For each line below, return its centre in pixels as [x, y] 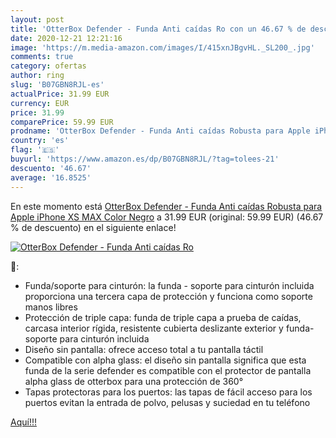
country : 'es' [40, 141]
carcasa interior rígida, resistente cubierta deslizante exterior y [154, 328]
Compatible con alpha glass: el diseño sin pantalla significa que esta [165, 360]
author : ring [37, 76]
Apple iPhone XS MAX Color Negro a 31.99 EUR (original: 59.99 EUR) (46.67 [167, 217]
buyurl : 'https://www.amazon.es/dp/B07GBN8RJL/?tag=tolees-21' [145, 159]
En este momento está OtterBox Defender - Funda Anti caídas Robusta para [166, 206]
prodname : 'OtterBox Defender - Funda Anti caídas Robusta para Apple [160, 131]
